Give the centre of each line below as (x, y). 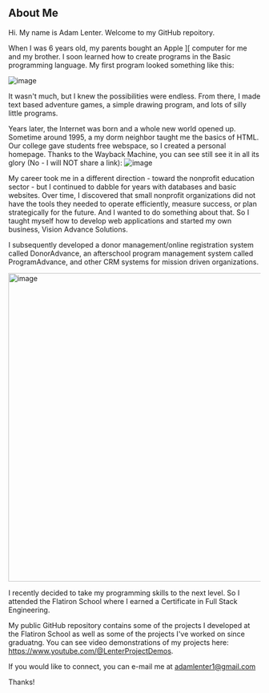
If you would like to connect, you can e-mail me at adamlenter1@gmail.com (132, 666)
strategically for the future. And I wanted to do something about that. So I (129, 212)
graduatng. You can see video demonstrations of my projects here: (119, 642)
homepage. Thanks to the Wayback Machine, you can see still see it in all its (134, 154)
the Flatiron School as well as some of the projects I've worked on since (127, 634)
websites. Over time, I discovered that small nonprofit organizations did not (132, 195)
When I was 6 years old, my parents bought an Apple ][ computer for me (128, 48)
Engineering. (29, 610)
